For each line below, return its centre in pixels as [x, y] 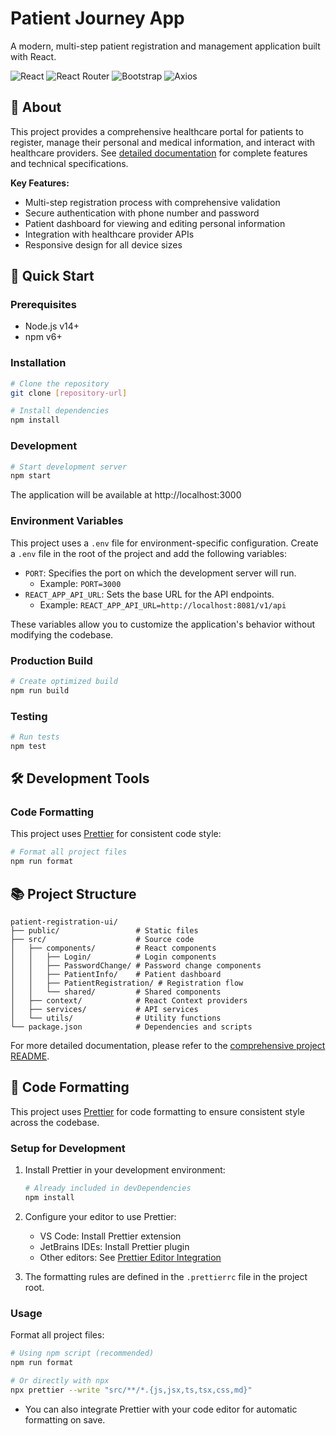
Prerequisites [43, 305]
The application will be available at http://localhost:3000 [126, 495]
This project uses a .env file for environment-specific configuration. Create [164, 543]
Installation [38, 363]
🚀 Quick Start [52, 276]
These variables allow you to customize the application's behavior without [163, 624]
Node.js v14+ [52, 326]
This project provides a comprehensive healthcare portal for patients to [157, 131]
